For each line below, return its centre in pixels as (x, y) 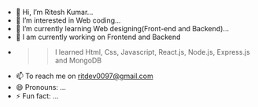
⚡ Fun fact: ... (37, 96)
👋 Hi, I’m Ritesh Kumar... (54, 12)
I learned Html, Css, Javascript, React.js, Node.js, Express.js (152, 52)
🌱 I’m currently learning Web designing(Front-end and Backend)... (122, 29)
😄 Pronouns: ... (41, 87)
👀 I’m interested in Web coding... (68, 20)
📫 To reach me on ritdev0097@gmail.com (84, 76)
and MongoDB (78, 60)
